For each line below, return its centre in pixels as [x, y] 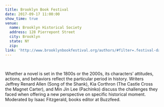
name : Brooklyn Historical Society [46, 28]
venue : [12, 23]
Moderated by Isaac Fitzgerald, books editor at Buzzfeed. [63, 99]
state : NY [19, 41]
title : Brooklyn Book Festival [37, 9]
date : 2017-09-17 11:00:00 [32, 14]
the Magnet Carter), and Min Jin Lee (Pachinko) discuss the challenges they [82, 89]
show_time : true [21, 18]
